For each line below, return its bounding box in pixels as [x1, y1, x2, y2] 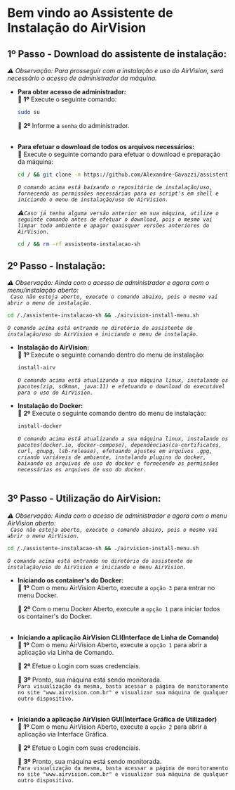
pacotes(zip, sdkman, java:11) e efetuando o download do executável [17, 383, 226, 390]
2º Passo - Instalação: [7, 260, 106, 272]
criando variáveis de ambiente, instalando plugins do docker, [17, 454, 207, 461]
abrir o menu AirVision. [7, 533, 80, 540]
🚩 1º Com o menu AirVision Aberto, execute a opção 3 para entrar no [17, 583, 215, 592]
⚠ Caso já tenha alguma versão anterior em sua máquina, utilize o [17, 208, 219, 217]
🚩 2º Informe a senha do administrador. [17, 121, 130, 129]
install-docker [17, 423, 62, 430]
